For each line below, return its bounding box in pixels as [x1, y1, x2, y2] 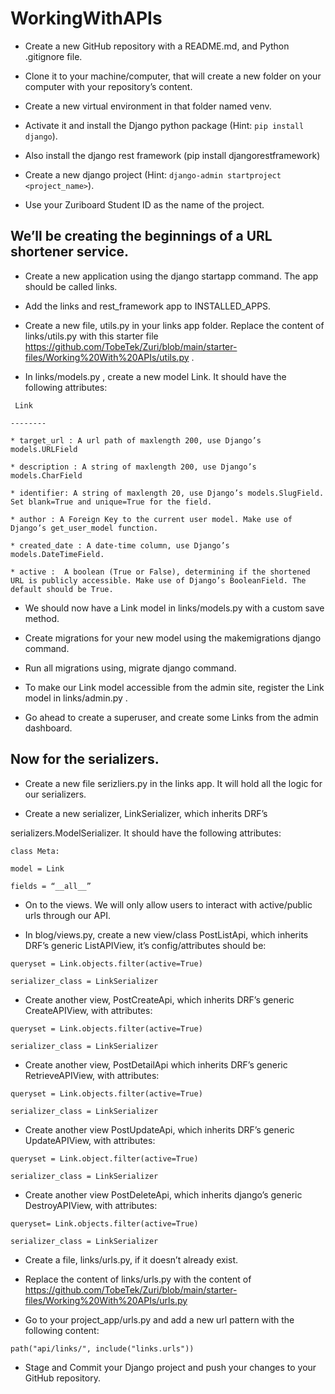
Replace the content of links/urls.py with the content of [24, 1273, 252, 1285]
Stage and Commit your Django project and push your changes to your [24, 1361, 317, 1373]
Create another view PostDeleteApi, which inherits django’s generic [24, 1188, 303, 1201]
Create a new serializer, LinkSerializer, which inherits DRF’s [24, 807, 268, 819]
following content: [24, 1324, 100, 1336]
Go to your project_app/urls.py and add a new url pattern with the [24, 1313, 295, 1326]
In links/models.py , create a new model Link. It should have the [24, 370, 287, 382]
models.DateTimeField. [10, 549, 105, 559]
